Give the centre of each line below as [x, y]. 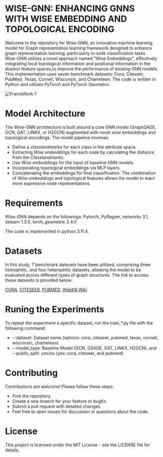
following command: [26, 328]
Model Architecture [45, 114]
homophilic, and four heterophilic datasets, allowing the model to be [73, 270]
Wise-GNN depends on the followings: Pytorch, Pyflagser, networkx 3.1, [77, 217]
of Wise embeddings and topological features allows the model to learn [83, 178]
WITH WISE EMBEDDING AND [66, 19]
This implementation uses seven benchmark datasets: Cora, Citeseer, [75, 74]
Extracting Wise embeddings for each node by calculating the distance [83, 152]
